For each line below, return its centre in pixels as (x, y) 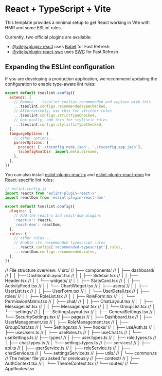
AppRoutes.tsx (20, 368)
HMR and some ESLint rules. (34, 27)
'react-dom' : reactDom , (38, 225)
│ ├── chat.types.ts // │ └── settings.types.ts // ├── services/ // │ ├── (78, 342)
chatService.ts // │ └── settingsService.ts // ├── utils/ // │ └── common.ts (81, 353)
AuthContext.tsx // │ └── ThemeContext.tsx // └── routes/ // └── (72, 363)
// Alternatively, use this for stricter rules (63, 111)
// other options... (35, 138)
